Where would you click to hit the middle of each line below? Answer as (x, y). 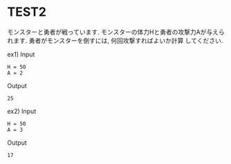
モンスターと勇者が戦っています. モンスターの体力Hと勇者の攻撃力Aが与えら (116, 32)
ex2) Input (22, 111)
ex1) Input (21, 54)
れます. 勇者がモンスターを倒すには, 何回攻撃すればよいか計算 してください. (115, 40)
